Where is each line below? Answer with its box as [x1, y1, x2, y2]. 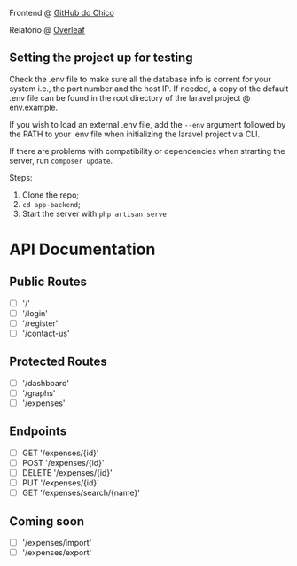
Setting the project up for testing [9, 50, 193, 66]
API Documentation [9, 239, 156, 260]
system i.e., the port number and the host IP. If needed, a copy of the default [9, 83, 289, 94]
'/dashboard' [21, 377, 69, 388]
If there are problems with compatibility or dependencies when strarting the [9, 145, 285, 156]
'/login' [21, 307, 49, 318]
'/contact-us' [21, 328, 70, 338]
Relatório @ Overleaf [9, 25, 86, 35]
